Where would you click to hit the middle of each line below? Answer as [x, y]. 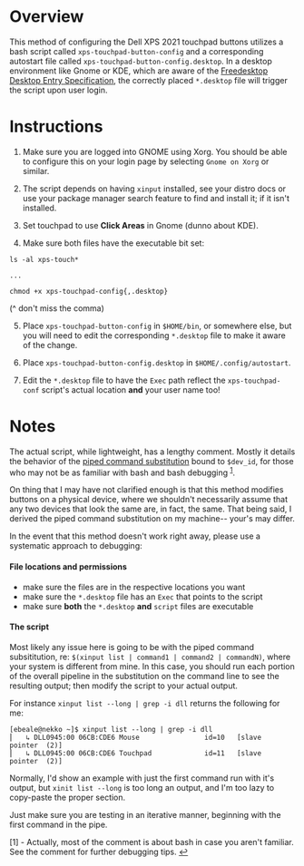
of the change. [50, 345]
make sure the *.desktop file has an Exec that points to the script [142, 597]
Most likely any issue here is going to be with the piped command [132, 647]
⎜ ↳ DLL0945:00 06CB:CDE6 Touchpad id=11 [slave [135, 753]
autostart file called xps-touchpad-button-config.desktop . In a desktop [141, 61]
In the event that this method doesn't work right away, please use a [135, 536]
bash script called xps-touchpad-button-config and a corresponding [137, 51]
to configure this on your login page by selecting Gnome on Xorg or [146, 161]
